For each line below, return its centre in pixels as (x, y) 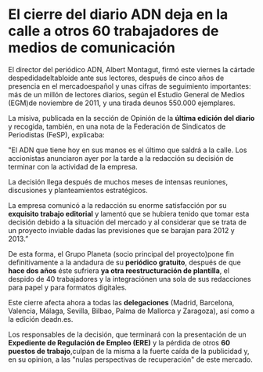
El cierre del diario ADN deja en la (118, 15)
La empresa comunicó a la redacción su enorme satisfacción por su (117, 205)
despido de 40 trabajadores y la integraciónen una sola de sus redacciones (130, 279)
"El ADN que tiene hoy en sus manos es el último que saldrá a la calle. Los (128, 150)
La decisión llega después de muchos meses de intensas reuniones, (118, 181)
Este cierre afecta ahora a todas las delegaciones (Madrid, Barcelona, (121, 302)
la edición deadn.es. (41, 319)
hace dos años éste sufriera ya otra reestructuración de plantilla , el (119, 270)
